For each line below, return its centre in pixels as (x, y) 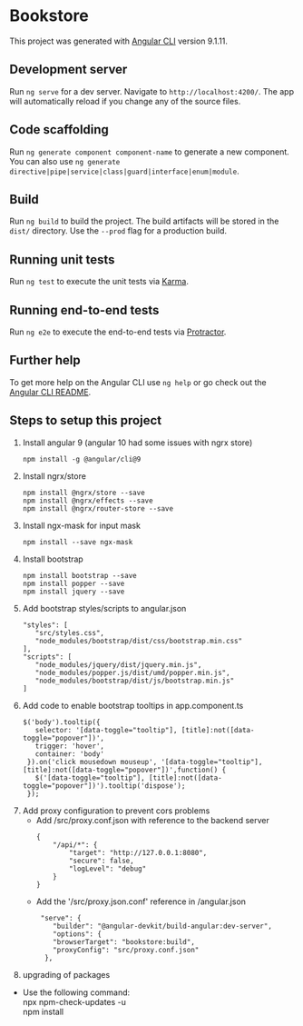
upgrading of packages (66, 974)
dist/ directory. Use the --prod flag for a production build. (118, 231)
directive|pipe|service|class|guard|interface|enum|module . (124, 171)
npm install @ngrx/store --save (83, 493)
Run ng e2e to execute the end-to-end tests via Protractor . (118, 332)
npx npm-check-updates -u (74, 1001)
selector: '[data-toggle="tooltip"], (106, 730)
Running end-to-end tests (84, 310)
